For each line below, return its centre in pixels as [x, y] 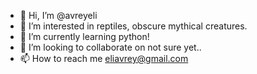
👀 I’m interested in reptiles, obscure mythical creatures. [133, 26]
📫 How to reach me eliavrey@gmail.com [104, 58]
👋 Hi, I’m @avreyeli [58, 15]
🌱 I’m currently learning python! [84, 36]
